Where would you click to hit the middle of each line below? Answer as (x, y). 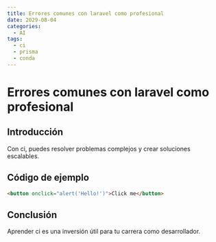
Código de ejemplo (48, 178)
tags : (15, 39)
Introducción (35, 132)
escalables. (23, 156)
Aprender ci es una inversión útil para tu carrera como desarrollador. (104, 232)
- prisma (26, 52)
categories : (24, 26)
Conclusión (32, 215)
